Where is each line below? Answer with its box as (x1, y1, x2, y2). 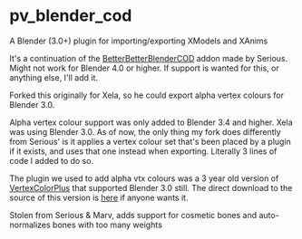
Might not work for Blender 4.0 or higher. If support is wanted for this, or (9, 62, 279, 73)
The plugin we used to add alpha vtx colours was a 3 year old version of (9, 173, 279, 184)
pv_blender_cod (9, 5, 132, 26)
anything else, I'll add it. (9, 72, 98, 82)
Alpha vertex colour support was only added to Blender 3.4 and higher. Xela (9, 117, 293, 128)
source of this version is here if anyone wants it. (9, 192, 189, 203)
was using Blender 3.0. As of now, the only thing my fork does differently (9, 126, 281, 137)
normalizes (9, 219, 52, 230)
